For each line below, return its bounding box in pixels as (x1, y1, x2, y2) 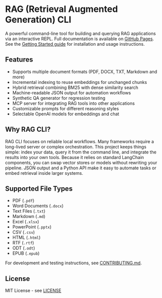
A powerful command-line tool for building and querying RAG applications (5, 30, 156, 36)
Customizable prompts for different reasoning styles (12, 105, 119, 111)
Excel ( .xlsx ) (12, 219, 40, 224)
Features (5, 56, 33, 64)
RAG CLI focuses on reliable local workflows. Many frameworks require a (5, 138, 155, 145)
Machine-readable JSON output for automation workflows (12, 89, 131, 95)
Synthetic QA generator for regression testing (12, 95, 106, 101)
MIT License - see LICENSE (5, 288, 61, 294)
